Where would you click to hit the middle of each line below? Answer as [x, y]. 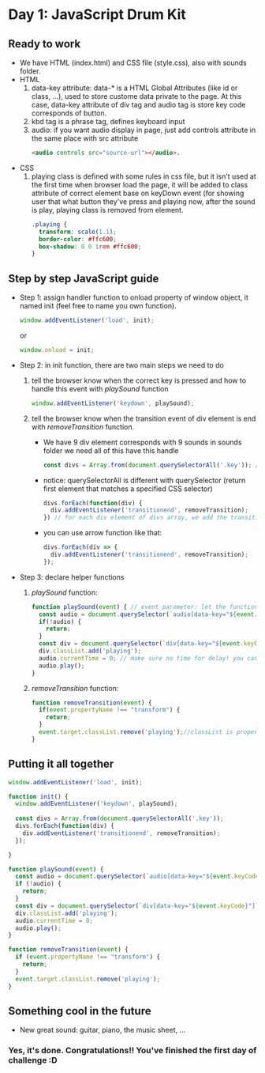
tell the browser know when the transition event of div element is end [144, 418]
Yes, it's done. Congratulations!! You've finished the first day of [132, 1051]
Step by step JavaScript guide [84, 278]
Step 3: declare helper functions [72, 577]
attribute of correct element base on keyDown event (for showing [138, 193]
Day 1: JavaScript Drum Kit [97, 15]
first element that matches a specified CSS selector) [128, 489]
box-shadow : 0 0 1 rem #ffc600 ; [90, 247]
